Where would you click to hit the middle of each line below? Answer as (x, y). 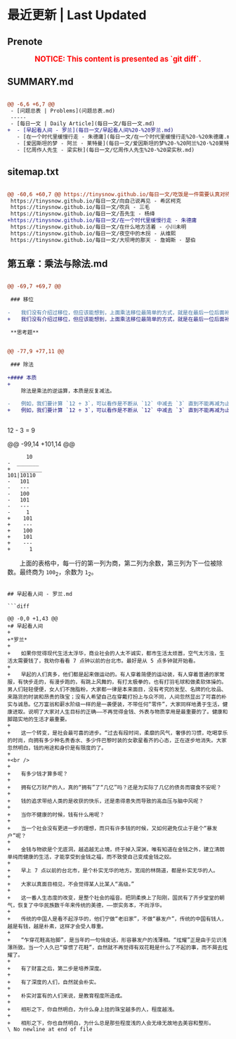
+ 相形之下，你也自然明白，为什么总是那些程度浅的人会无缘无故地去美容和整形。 (111, 1023)
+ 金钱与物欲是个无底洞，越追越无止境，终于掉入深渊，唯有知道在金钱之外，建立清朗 (116, 849)
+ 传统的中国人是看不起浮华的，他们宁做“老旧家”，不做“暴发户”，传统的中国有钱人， (117, 919)
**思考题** (25, 332)
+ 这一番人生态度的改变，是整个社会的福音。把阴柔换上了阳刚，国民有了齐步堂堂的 (113, 898)
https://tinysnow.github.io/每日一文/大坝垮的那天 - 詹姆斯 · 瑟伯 (103, 240)
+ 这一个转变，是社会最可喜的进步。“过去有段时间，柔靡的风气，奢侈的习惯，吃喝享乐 (118, 733)
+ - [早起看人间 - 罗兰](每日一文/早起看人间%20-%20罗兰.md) (91, 130)
